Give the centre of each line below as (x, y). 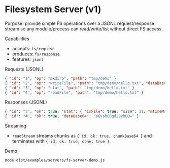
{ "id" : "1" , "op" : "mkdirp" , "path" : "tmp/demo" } (60, 78)
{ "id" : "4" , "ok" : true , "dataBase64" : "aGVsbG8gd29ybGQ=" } (72, 116)
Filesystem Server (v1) (53, 9)
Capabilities (17, 39)
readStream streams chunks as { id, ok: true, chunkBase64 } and (82, 136)
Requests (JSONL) (24, 69)
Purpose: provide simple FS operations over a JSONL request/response (79, 23)
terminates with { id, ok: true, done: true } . (61, 141)
